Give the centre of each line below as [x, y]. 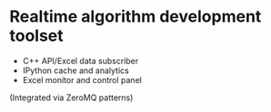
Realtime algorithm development [135, 17]
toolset [36, 36]
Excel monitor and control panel [82, 79]
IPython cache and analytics [75, 70]
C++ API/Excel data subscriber [80, 61]
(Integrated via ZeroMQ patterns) [71, 98]
